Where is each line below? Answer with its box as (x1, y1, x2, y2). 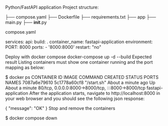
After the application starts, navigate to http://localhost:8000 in (29, 90, 160, 96)
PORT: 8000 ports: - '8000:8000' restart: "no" (5, 44, 102, 50)
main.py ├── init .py (5, 20, 47, 25)
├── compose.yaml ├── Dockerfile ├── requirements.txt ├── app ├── (5, 14, 156, 20)
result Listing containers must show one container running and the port (5, 59, 153, 65)
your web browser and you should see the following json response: (5, 95, 145, 101)
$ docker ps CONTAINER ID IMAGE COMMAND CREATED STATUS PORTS (5, 74, 159, 80)
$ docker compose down (5, 115, 58, 121)
